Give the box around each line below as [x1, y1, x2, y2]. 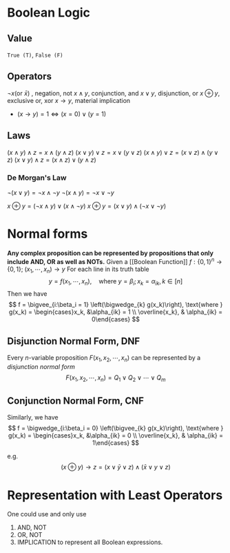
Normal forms [7, 226, 88, 242]
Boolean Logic [7, 5, 91, 21]
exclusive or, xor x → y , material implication [7, 96, 131, 104]
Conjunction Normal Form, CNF [7, 395, 145, 406]
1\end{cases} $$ [92, 439, 140, 447]
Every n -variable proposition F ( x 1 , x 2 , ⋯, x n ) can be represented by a [7, 353, 201, 364]
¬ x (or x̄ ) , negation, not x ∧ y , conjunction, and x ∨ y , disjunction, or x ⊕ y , [7, 88, 220, 97]
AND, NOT [17, 523, 47, 532]
